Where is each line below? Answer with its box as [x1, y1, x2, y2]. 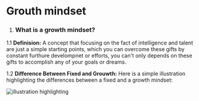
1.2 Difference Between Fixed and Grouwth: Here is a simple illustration [6, 70, 186, 78]
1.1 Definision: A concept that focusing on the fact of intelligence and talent [6, 39, 194, 46]
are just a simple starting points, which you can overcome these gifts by [6, 46, 185, 53]
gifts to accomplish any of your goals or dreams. [6, 58, 127, 66]
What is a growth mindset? [14, 26, 95, 34]
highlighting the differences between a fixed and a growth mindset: [6, 76, 173, 84]
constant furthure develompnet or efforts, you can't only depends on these [6, 52, 193, 60]
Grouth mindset [6, 4, 86, 18]
